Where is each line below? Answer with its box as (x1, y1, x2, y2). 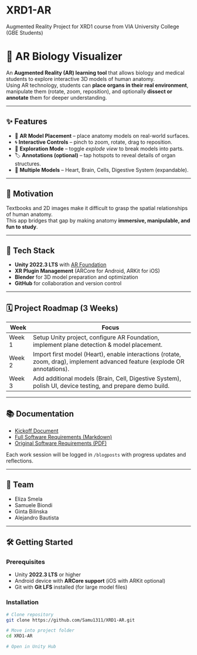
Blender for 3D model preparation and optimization (14, 274, 139, 281)
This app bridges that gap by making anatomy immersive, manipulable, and (6, 217, 191, 224)
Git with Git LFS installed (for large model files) (14, 583, 128, 590)
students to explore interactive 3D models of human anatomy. (6, 75, 155, 82)
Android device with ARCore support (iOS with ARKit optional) (14, 578, 166, 585)
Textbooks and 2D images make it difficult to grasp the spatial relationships (6, 204, 188, 211)
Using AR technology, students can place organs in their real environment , (6, 82, 189, 89)
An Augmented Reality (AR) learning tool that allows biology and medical (6, 69, 185, 76)
